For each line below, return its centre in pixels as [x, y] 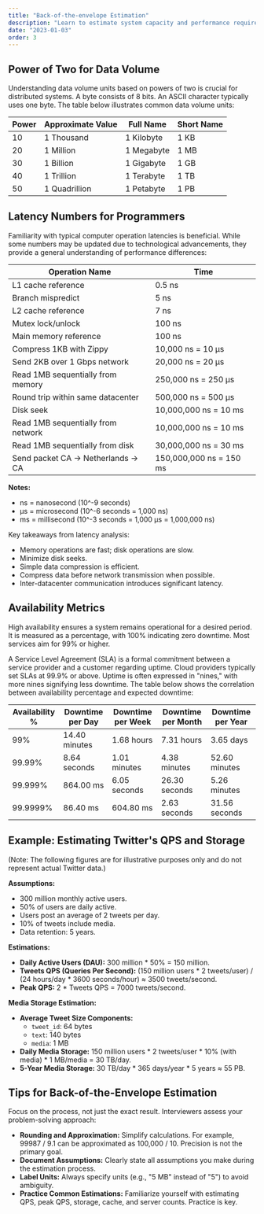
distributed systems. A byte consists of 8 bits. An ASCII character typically [128, 97]
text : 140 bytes [56, 1035]
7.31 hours [181, 740]
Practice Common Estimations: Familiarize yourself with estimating [129, 1194]
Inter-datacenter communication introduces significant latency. [121, 583]
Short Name [200, 124]
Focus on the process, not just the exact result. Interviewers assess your [126, 1112]
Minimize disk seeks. [53, 558]
